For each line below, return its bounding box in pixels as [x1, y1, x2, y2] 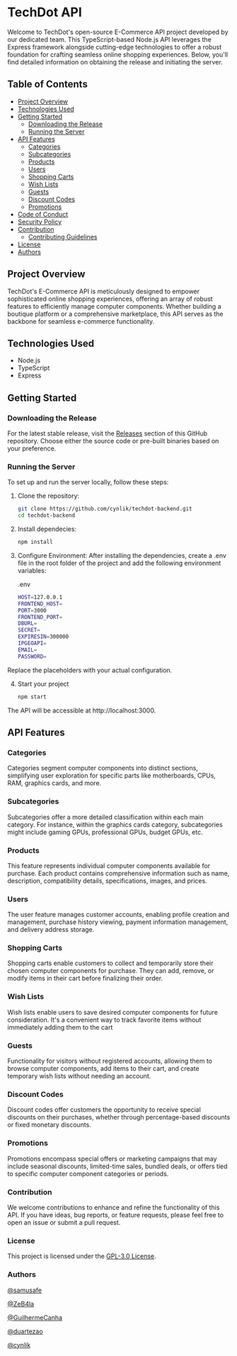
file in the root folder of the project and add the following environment [17, 559, 221, 567]
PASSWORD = [17, 653, 47, 660]
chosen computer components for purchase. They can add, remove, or [7, 967, 214, 975]
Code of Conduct [17, 210, 69, 218]
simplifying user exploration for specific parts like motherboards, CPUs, [7, 771, 216, 780]
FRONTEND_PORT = [17, 613, 63, 620]
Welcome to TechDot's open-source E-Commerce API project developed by [7, 28, 229, 36]
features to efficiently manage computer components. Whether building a [7, 302, 221, 310]
